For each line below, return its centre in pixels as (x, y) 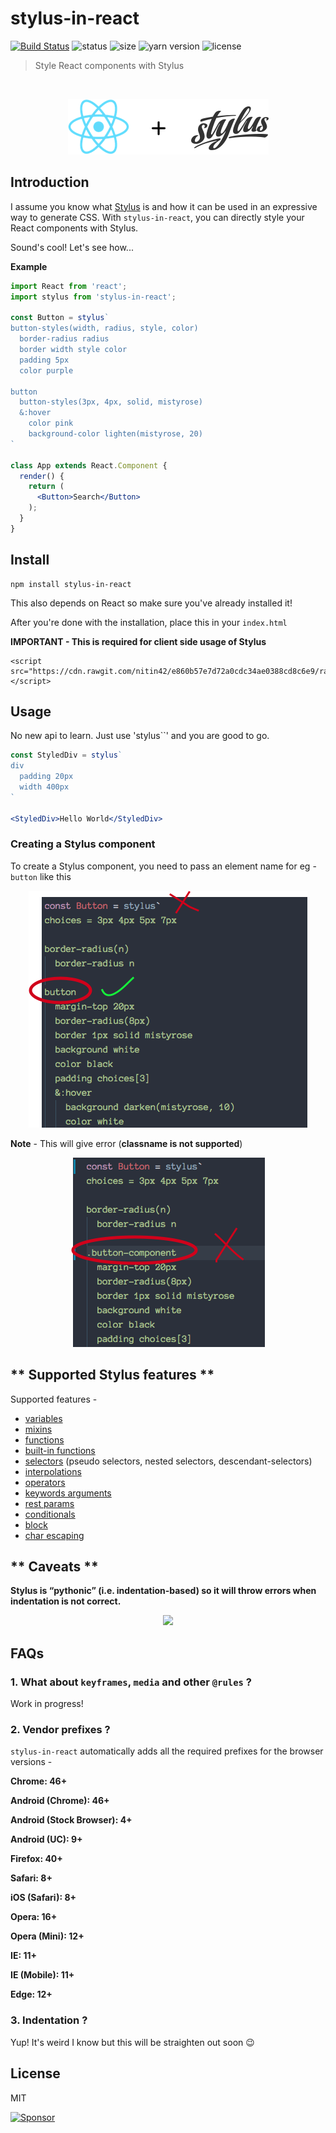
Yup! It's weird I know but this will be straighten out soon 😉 (132, 2042)
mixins (38, 1429)
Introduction (50, 182)
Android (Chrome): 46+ (60, 1801)
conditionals (50, 1514)
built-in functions (60, 1450)
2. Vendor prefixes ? (60, 1730)
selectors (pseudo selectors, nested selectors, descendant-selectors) (168, 1461)
